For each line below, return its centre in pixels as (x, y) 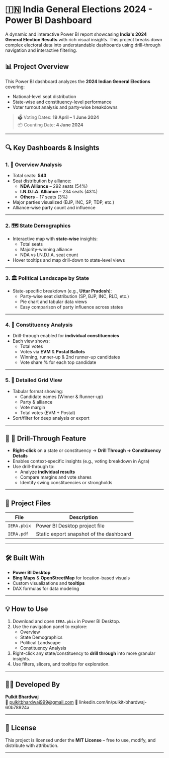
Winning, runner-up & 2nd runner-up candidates (70, 357)
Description (83, 517)
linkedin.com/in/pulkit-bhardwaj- (113, 702)
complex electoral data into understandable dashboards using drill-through (83, 45)
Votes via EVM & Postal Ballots (53, 352)
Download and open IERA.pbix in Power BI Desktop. (66, 621)
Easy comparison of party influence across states (71, 307)
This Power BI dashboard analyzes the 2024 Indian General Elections (78, 81)
